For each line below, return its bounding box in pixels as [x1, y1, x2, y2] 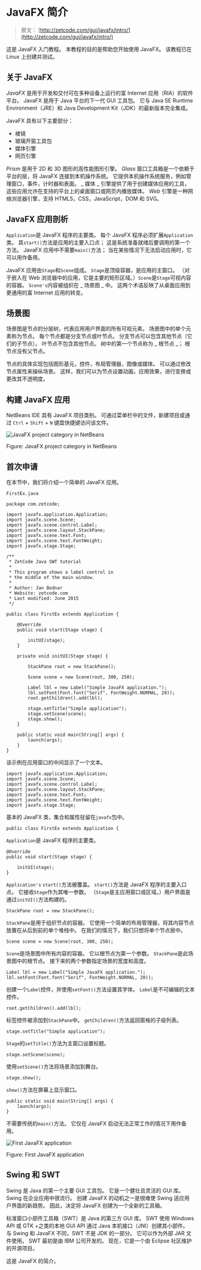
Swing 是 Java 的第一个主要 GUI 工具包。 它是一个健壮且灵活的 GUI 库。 [6, 1187, 184, 1194]
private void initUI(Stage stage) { [17, 653, 109, 659]
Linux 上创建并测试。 [6, 53, 58, 60]
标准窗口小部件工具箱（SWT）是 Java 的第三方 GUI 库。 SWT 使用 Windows [6, 1214, 194, 1221]
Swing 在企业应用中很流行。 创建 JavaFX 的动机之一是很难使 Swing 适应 [6, 1194, 185, 1202]
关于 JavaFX [6, 73, 53, 83]
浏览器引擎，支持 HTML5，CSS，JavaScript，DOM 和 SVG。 [11, 195, 163, 202]
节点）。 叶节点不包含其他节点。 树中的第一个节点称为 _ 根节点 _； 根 [22, 340, 190, 348]
